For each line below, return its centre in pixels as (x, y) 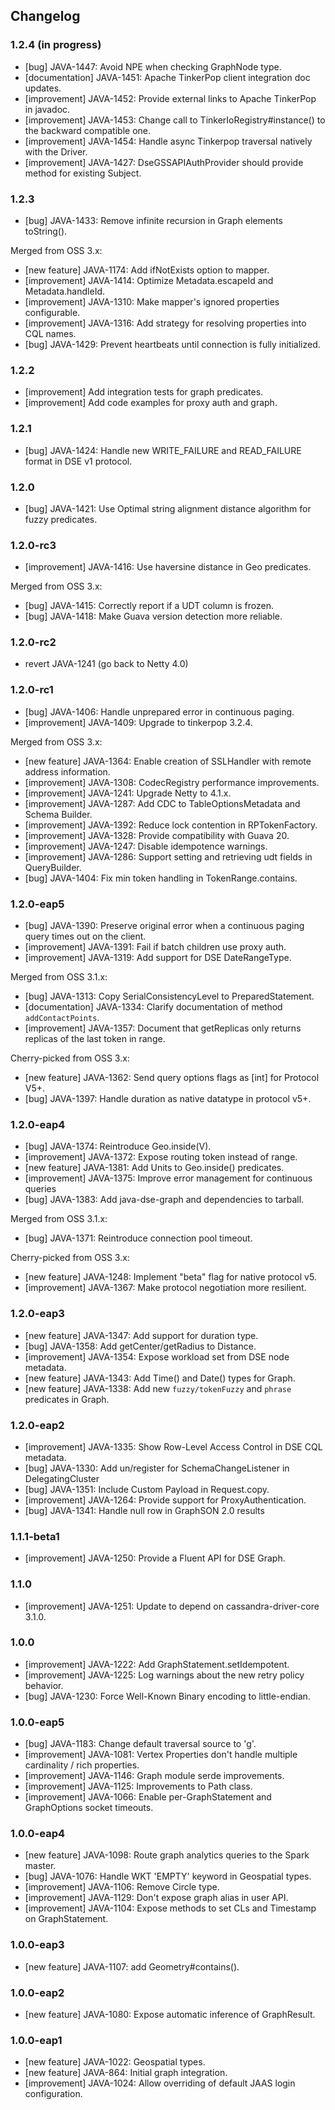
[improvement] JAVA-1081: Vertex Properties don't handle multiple (161, 1755)
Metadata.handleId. (64, 291)
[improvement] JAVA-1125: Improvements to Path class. (138, 1786)
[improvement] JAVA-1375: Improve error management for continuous (168, 1178)
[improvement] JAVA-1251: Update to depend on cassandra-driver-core (172, 1606)
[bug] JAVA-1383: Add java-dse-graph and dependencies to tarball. (164, 1200)
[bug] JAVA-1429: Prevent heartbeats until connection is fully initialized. (172, 344)
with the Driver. (56, 151)
